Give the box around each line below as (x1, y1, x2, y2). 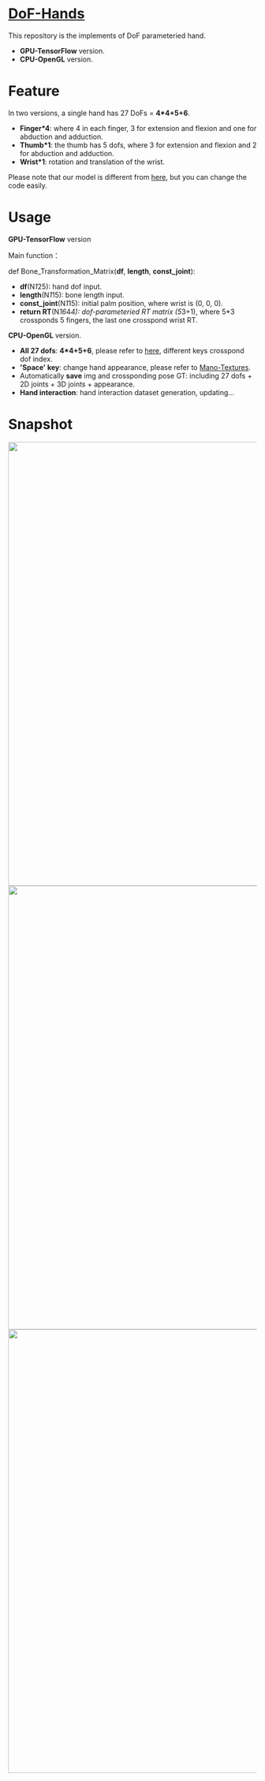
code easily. (8, 181, 47, 190)
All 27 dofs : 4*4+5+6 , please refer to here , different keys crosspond (19, 345, 244, 355)
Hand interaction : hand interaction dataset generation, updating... (19, 387, 235, 397)
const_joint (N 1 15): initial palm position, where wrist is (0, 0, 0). (19, 298, 223, 308)
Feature (8, 82, 60, 100)
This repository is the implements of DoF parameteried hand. (8, 31, 207, 40)
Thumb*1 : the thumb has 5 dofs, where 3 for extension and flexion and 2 (19, 140, 257, 150)
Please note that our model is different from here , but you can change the (8, 172, 247, 181)
